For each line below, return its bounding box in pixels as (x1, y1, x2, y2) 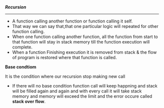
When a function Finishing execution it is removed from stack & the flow (12, 49, 157, 55)
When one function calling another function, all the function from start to (12, 34, 158, 40)
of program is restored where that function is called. (12, 55, 117, 60)
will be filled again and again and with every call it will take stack (12, 88, 142, 94)
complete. (12, 44, 33, 50)
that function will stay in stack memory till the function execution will (12, 39, 150, 44)
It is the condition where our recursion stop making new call (5, 73, 125, 79)
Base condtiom (5, 64, 37, 70)
